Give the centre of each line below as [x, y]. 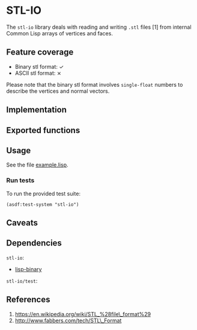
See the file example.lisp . [37, 165]
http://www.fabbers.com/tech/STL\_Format [68, 320]
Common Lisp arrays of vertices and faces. [59, 33]
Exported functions [43, 130]
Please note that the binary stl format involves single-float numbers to [95, 84]
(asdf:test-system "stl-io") [43, 204]
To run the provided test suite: [44, 193]
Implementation [37, 110]
